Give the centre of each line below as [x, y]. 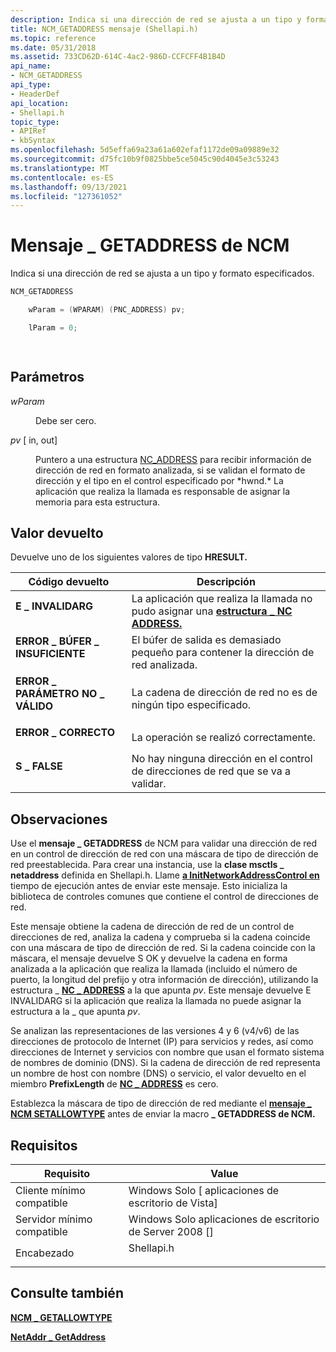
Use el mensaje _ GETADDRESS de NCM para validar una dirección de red [164, 843]
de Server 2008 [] [171, 1231]
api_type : [31, 85]
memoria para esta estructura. [98, 502]
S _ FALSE [39, 766]
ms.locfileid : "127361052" [66, 196]
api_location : [40, 103]
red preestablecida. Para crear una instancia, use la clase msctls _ [147, 865]
